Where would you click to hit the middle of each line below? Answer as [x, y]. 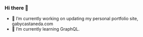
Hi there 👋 [17, 8]
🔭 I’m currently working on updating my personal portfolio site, [75, 19]
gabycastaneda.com [32, 24]
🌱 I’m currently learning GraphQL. [45, 29]
